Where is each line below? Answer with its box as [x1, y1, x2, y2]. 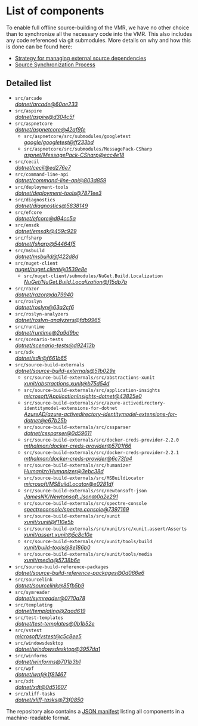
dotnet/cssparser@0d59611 [23, 429, 92, 437]
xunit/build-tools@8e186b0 [23, 544, 91, 551]
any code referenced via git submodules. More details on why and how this [6, 36, 191, 44]
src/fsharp [14, 235, 42, 241]
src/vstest [14, 627, 42, 633]
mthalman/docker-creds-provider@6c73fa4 [23, 455, 132, 462]
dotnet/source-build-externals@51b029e [14, 367, 116, 374]
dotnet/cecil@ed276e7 [14, 164, 72, 171]
